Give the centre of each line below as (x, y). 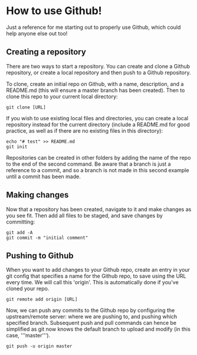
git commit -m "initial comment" (47, 238)
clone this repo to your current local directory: (62, 96)
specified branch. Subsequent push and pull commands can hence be (91, 323)
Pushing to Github (40, 256)
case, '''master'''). (28, 336)
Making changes (37, 195)
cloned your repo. (28, 289)
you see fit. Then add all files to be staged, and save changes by (85, 215)
